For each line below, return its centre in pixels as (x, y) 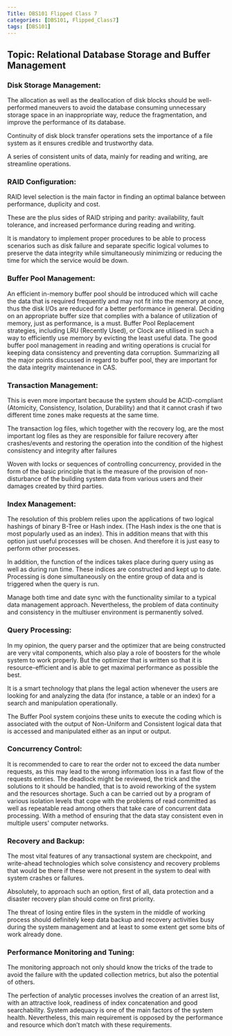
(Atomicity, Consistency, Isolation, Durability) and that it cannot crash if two (115, 407)
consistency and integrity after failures (62, 450)
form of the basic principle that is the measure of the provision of (100, 471)
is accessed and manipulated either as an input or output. (89, 731)
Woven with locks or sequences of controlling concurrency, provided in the (114, 464)
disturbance (24, 478)
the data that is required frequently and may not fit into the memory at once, (116, 301)
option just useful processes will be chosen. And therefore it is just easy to (114, 541)
